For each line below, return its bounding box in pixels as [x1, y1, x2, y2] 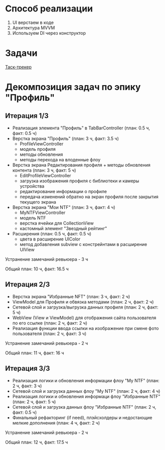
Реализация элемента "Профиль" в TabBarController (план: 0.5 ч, [12, 125, 150, 131]
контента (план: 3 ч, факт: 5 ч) [12, 167, 76, 173]
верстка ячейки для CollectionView [19, 220, 94, 226]
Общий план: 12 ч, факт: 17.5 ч [5, 439, 68, 445]
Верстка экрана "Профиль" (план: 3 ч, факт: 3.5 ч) [12, 135, 119, 141]
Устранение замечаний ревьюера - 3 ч [5, 256, 88, 262]
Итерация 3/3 [5, 364, 50, 373]
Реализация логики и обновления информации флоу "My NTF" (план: [12, 377, 160, 383]
